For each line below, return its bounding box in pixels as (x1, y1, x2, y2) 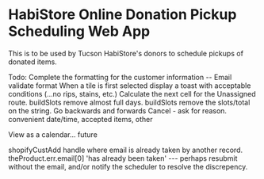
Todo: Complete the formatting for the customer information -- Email (8, 72, 232, 82)
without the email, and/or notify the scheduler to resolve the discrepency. (8, 162, 248, 171)
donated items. (8, 57, 57, 67)
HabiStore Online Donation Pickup (8, 6, 237, 24)
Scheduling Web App (8, 22, 151, 40)
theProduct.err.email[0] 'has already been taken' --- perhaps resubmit (8, 153, 238, 163)
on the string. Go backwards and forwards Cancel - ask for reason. (8, 105, 228, 116)
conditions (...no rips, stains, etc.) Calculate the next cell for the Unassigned (8, 89, 256, 98)
